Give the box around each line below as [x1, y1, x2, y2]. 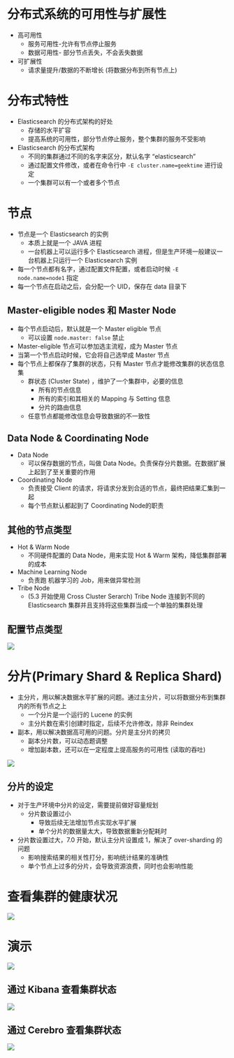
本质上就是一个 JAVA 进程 [27, 238, 103, 247]
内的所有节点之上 [17, 702, 67, 710]
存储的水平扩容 [27, 126, 71, 134]
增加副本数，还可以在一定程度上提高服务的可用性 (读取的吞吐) [27, 745, 206, 754]
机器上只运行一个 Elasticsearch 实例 [34, 256, 138, 264]
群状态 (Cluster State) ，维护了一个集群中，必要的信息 [27, 376, 184, 385]
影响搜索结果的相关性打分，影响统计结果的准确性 [27, 853, 169, 861]
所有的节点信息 [38, 385, 82, 394]
